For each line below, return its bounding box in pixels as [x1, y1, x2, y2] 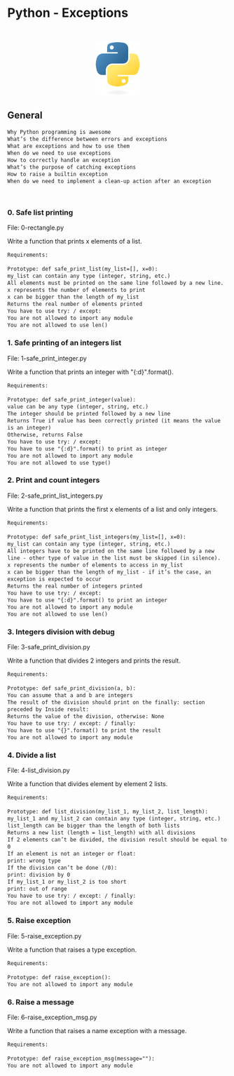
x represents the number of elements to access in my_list [7, 562, 184, 569]
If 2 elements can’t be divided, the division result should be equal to [7, 837, 228, 844]
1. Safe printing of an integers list [7, 338, 122, 348]
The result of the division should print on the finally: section [7, 699, 205, 706]
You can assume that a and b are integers [7, 692, 133, 699]
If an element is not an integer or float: [7, 851, 137, 858]
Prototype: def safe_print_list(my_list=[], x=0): [7, 265, 158, 273]
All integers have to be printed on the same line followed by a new [7, 547, 215, 554]
